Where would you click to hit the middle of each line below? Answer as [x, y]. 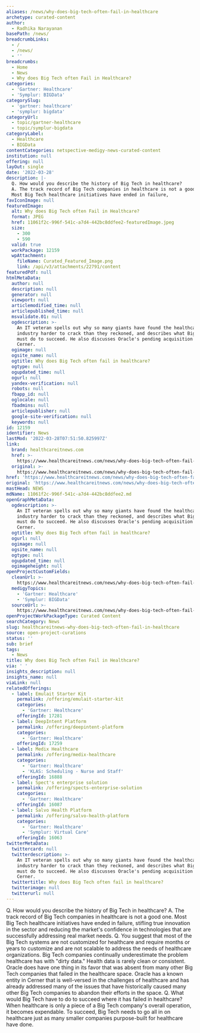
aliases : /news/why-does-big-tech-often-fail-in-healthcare [82, 12]
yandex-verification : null [45, 383]
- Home [20, 67]
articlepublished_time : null [48, 311]
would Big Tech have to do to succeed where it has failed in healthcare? [94, 999]
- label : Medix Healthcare [45, 749]
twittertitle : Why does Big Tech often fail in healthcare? [87, 882]
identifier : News [28, 433]
